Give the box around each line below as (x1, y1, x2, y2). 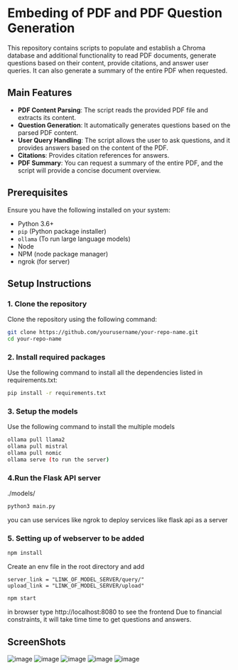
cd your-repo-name (7, 335, 62, 342)
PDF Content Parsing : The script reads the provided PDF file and (17, 105, 208, 114)
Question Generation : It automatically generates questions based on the (17, 121, 231, 129)
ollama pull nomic (7, 450, 62, 457)
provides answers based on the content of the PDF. (17, 144, 168, 152)
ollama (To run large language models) (17, 234, 131, 243)
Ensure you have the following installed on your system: (7, 205, 171, 214)
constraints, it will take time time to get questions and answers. (7, 615, 192, 624)
